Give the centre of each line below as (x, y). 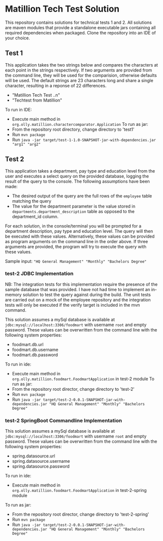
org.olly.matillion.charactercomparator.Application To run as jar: (80, 124)
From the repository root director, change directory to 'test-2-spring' (81, 514)
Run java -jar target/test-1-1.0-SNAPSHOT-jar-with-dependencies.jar (84, 140)
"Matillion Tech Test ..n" (36, 95)
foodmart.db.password (35, 355)
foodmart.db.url (28, 344)
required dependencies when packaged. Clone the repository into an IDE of (81, 33)
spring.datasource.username (41, 461)
